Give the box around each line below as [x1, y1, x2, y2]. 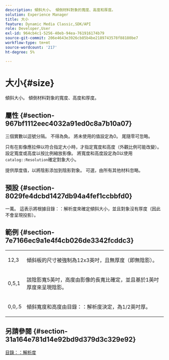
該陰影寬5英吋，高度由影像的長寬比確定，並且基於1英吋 [27, 276, 159, 283]
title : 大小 [5, 17, 29, 22]
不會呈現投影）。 [5, 212, 39, 218]
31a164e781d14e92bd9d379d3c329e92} [5, 335, 136, 344]
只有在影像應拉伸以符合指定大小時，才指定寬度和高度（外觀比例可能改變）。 [5, 144, 162, 150]
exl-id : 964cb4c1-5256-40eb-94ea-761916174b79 [5, 31, 105, 36]
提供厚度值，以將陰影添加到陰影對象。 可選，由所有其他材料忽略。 [5, 167, 143, 173]
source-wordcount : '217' [5, 45, 57, 50]
